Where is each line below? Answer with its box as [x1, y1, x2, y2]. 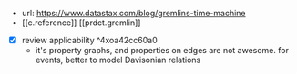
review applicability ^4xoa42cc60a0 [21, 35, 158, 45]
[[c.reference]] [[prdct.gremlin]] [21, 17, 141, 28]
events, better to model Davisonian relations [35, 54, 201, 66]
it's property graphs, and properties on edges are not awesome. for [35, 45, 289, 56]
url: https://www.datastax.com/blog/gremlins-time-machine [21, 8, 247, 18]
